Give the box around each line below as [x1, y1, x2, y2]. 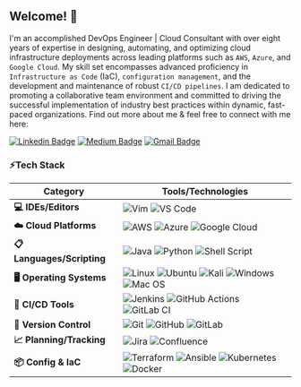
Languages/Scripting [13, 253, 106, 265]
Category [43, 185, 85, 198]
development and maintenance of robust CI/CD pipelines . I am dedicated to [9, 80, 290, 90]
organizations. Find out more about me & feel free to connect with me [34, 108, 291, 119]
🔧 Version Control [13, 319, 91, 331]
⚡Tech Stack [9, 159, 65, 171]
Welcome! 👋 [9, 9, 78, 24]
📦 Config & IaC [13, 356, 82, 368]
